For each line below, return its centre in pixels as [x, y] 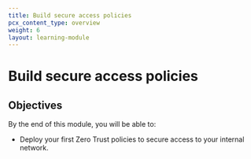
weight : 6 [24, 30]
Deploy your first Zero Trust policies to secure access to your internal [132, 139]
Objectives [35, 105]
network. [34, 148]
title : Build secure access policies [70, 15]
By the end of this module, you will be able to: [82, 124]
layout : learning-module [49, 37]
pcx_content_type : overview [54, 23]
